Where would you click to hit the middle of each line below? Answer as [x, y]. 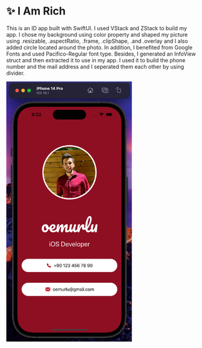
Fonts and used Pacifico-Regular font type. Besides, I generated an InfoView [101, 54]
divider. [16, 73]
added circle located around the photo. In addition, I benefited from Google [99, 47]
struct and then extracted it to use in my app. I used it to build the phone [96, 60]
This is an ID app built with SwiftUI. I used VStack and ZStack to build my [97, 28]
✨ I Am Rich [36, 11]
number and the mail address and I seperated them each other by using [95, 66]
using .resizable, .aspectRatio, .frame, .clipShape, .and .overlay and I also [97, 41]
